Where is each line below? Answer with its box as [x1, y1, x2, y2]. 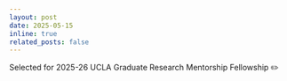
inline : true [9, 29, 58, 38]
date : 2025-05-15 [9, 21, 74, 30]
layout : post [9, 12, 58, 22]
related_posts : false [9, 37, 90, 47]
